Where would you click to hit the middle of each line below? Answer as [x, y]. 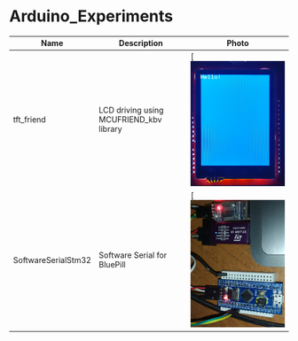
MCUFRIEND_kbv [130, 120]
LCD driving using [131, 110]
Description [141, 43]
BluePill [112, 265]
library [110, 129]
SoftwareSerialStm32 [52, 260]
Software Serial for [133, 255]
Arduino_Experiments [91, 16]
